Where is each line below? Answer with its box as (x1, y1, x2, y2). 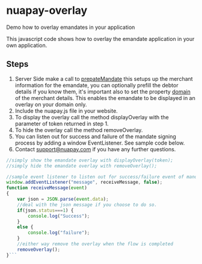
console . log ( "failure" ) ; (28, 230, 90, 236)
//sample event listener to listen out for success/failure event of (6, 174, 185, 180)
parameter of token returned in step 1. (14, 120, 109, 127)
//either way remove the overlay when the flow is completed (17, 241, 173, 247)
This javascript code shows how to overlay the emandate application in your (6, 35, 195, 42)
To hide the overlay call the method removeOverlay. (14, 126, 143, 133)
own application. (6, 42, 47, 49)
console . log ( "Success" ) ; (28, 213, 90, 219)
